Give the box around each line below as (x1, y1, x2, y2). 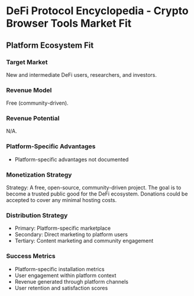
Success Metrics (6, 252, 56, 261)
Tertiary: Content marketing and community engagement (14, 238, 154, 245)
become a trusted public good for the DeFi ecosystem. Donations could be (6, 190, 188, 197)
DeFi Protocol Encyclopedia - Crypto (6, 4, 189, 18)
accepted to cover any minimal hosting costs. (6, 197, 117, 204)
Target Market (6, 58, 48, 66)
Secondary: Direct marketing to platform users (14, 231, 128, 238)
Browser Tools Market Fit (6, 17, 132, 30)
